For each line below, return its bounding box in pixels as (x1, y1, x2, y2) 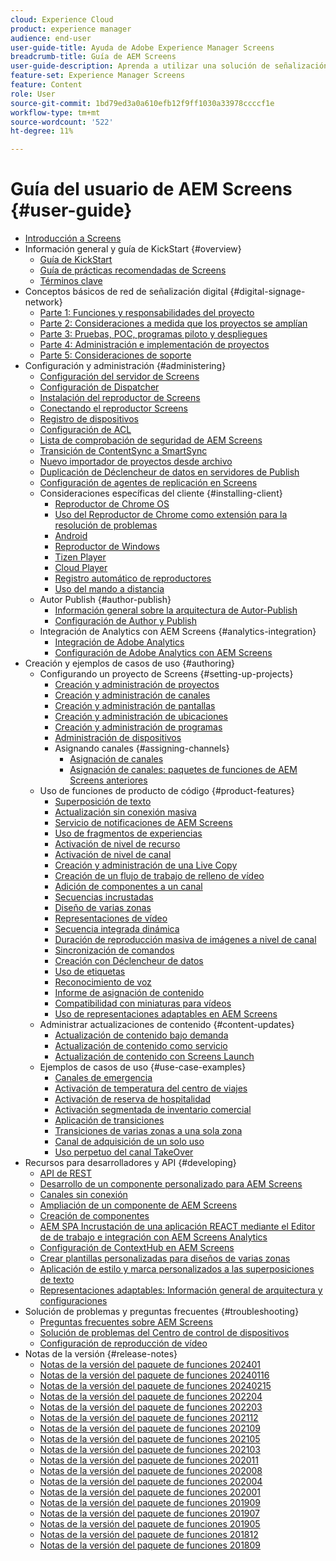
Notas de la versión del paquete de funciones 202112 (39, 1412, 259, 1424)
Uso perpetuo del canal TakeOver (54, 1146, 194, 1158)
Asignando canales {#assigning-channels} (54, 742, 230, 755)
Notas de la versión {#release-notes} (24, 1348, 178, 1360)
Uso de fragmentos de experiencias (54, 827, 203, 840)
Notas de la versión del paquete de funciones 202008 (39, 1465, 263, 1477)
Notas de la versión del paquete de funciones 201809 (39, 1539, 262, 1551)
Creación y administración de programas (54, 721, 223, 733)
